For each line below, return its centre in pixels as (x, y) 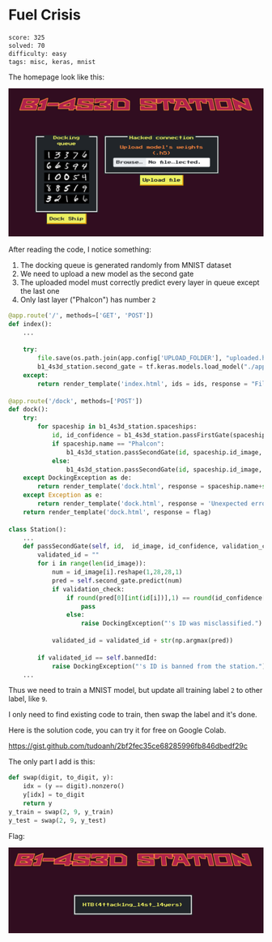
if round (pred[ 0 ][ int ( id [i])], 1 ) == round (139, 598)
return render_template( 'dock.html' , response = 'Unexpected (143, 504)
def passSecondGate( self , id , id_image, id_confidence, (121, 546)
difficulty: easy (38, 54)
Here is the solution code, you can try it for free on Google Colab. (117, 730)
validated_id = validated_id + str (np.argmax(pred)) (142, 641)
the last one (40, 290)
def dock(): (28, 410)
